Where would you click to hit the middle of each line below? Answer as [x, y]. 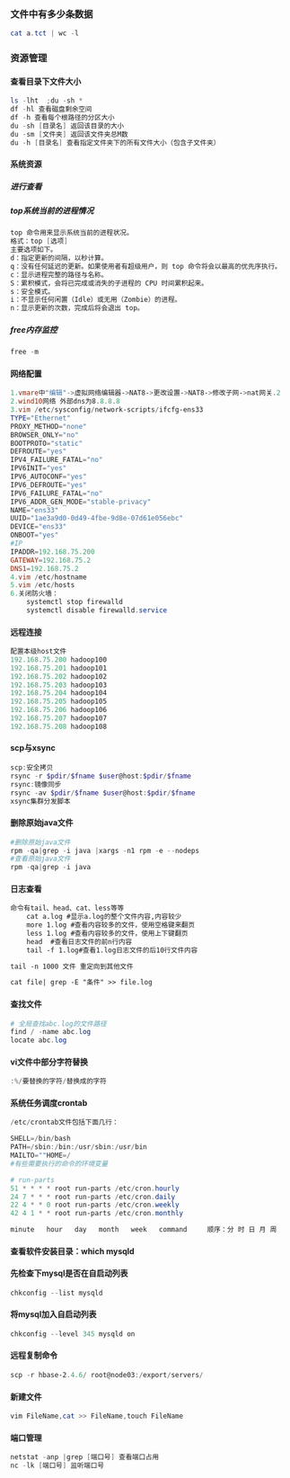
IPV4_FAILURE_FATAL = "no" [57, 460]
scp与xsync [33, 748]
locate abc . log [39, 1040]
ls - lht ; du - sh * [47, 101]
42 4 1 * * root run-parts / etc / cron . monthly [97, 1214]
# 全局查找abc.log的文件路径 [58, 1024]
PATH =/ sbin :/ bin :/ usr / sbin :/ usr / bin [79, 1147]
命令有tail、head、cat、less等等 [67, 908]
